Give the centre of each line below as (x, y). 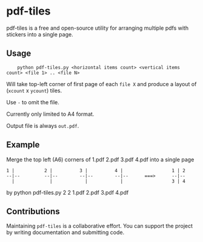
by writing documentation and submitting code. (65, 232)
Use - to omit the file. (33, 102)
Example (23, 145)
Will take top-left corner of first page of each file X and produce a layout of (101, 84)
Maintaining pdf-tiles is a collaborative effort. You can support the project (99, 226)
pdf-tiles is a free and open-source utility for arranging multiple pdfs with (98, 28)
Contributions (33, 211)
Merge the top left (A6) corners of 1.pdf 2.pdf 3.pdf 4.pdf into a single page (100, 160)
